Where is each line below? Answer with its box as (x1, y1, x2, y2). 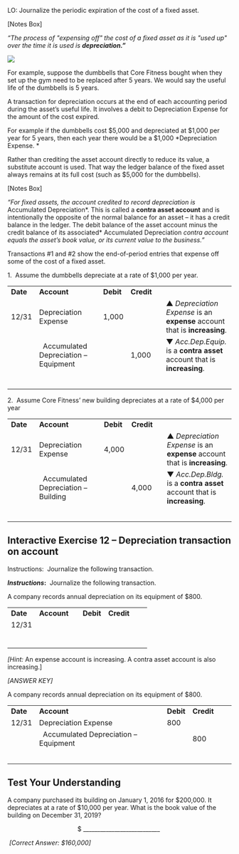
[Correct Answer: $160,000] (9, 838, 91, 847)
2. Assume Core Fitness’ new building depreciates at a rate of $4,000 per (7, 396, 225, 405)
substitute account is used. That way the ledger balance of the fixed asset (7, 163, 225, 171)
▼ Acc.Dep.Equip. (166, 337, 227, 346)
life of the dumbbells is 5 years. (7, 83, 100, 92)
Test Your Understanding (7, 776, 121, 789)
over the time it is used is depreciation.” (7, 41, 126, 49)
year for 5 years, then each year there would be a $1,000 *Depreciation (7, 134, 217, 142)
